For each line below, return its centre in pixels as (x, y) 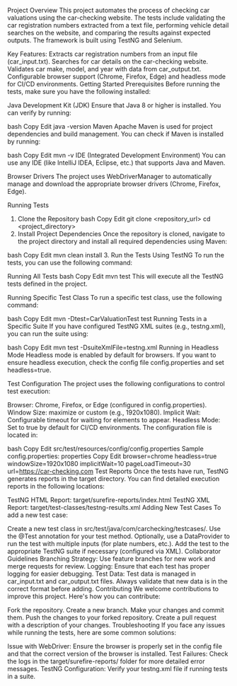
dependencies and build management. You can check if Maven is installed (116, 134)
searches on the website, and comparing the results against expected (109, 33)
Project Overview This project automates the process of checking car (109, 10)
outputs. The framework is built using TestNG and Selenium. (95, 40)
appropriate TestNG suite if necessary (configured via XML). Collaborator (114, 551)
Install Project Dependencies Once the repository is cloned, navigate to (121, 234)
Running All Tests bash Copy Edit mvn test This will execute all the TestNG (116, 276)
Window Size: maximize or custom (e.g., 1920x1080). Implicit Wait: (104, 412)
